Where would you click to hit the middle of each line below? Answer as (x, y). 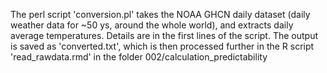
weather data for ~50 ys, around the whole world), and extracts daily (152, 25)
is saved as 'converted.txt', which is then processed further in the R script (162, 46)
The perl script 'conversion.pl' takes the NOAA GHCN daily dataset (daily (160, 14)
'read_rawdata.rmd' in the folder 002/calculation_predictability (139, 57)
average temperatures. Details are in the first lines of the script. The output (164, 35)
